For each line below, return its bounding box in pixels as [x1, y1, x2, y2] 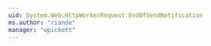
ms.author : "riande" [8, 19, 77, 27]
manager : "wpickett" [8, 26, 77, 34]
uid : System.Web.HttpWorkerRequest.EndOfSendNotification [8, 11, 203, 19]
